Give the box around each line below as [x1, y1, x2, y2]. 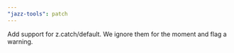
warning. [7, 37, 33, 46]
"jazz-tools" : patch [7, 10, 69, 18]
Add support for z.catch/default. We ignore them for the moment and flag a [7, 30, 227, 38]
